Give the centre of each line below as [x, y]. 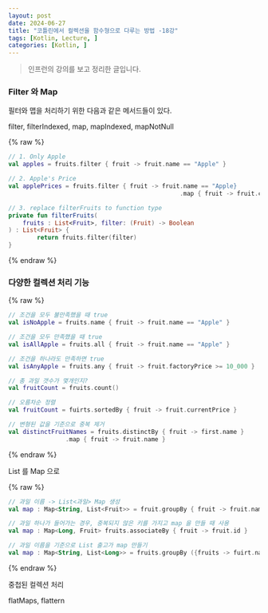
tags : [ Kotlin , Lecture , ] [53, 38]
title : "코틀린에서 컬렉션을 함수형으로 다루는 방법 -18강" [93, 30]
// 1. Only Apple [37, 157]
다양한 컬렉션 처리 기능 [49, 282]
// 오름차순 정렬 [32, 403]
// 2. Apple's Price [43, 179]
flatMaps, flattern [37, 600]
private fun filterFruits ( [53, 215]
